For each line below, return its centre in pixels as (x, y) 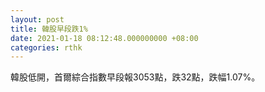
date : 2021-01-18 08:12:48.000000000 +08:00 (104, 38)
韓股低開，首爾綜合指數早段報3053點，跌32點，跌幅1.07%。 (135, 77)
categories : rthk (46, 47)
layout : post (37, 19)
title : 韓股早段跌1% (49, 29)
